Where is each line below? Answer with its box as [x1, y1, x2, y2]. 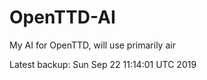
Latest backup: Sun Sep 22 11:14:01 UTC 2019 [9, 58, 197, 70]
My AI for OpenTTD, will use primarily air [9, 39, 176, 51]
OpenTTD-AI [9, 6, 116, 29]
